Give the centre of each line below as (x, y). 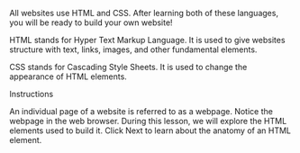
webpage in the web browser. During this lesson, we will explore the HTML (148, 121)
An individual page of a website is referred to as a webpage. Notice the (141, 111)
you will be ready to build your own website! (91, 22)
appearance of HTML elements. (68, 76)
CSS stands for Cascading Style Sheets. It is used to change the (128, 67)
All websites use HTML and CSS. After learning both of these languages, (144, 13)
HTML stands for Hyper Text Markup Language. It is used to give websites (147, 40)
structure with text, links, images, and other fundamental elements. (133, 49)
